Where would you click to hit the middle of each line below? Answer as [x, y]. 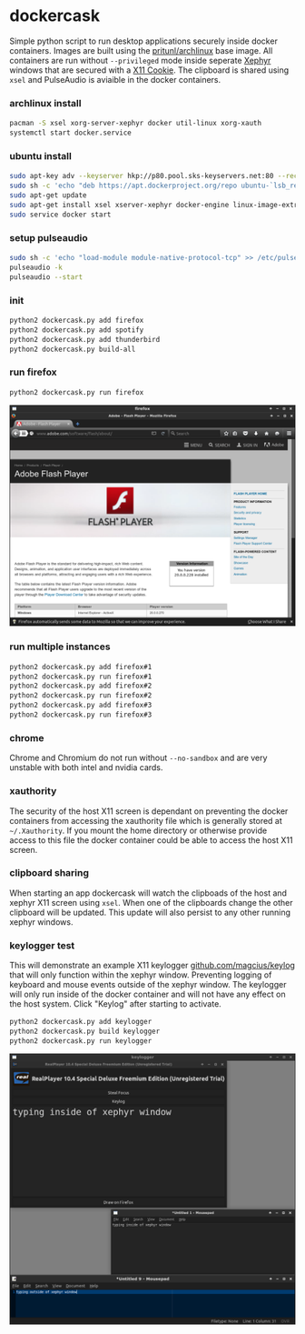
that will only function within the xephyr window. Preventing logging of [141, 975]
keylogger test [42, 945]
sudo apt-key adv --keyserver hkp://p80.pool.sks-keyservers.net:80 [142, 176]
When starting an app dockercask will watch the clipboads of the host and [148, 893]
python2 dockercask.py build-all [73, 349]
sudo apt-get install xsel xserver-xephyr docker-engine [119, 205]
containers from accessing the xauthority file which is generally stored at [146, 820]
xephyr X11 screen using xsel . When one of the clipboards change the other [151, 902]
